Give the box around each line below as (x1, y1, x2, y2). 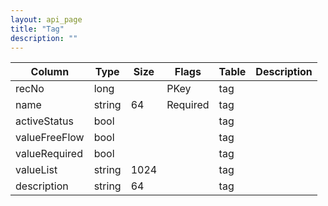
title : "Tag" (10, 24, 65, 34)
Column (30, 65, 70, 79)
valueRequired (15, 147, 83, 161)
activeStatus (15, 114, 74, 128)
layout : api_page (10, 14, 83, 25)
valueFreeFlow (15, 131, 85, 145)
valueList (15, 163, 58, 177)
